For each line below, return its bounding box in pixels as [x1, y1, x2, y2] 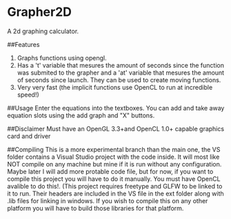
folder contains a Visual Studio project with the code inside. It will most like [7, 153, 220, 161]
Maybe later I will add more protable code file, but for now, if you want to [7, 167, 214, 175]
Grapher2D [7, 4, 72, 20]
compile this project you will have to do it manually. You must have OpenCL [7, 174, 221, 183]
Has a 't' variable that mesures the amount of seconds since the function [17, 61, 224, 69]
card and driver [7, 132, 51, 140]
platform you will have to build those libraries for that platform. [7, 204, 184, 212]
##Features [7, 40, 40, 48]
